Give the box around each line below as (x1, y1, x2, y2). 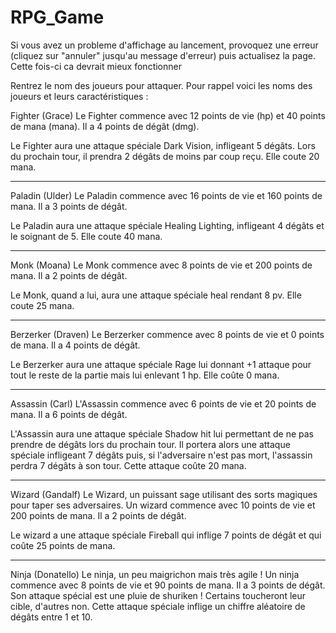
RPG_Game (10, 6, 105, 29)
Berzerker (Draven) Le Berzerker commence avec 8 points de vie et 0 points (10, 328, 325, 340)
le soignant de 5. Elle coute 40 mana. (10, 230, 163, 242)
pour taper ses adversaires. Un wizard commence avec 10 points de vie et (10, 499, 316, 511)
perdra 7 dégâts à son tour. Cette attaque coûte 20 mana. (10, 459, 247, 471)
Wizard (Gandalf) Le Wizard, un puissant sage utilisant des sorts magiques (10, 488, 318, 500)
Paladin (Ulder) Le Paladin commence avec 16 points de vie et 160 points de (10, 189, 323, 201)
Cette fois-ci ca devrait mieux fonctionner (10, 60, 182, 72)
